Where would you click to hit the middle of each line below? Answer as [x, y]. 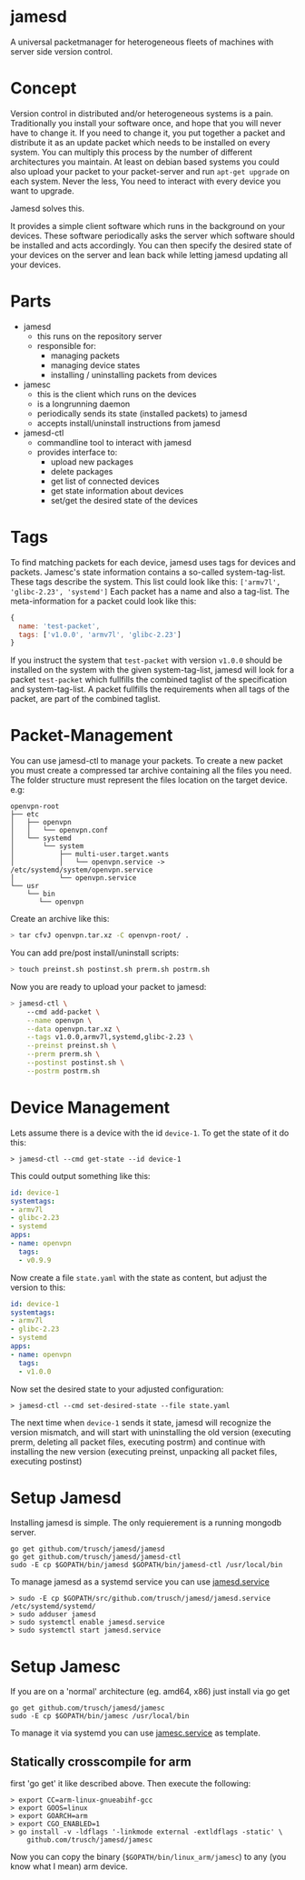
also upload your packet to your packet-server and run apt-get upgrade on [150, 171]
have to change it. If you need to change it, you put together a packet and [148, 133]
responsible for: [66, 345]
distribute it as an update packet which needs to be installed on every [140, 142]
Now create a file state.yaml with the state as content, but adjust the [138, 1277]
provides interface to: [77, 452]
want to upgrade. [43, 190]
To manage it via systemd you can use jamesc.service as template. [136, 1733]
